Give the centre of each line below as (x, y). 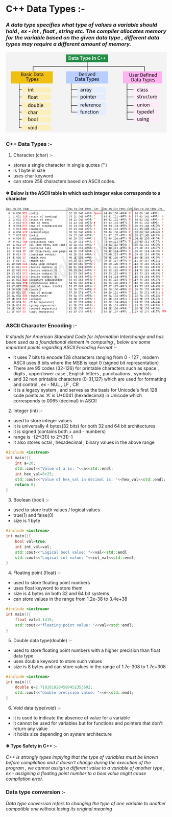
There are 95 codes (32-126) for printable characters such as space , (86, 368)
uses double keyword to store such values (58, 661)
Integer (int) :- (28, 411)
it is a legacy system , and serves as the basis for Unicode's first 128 (85, 390)
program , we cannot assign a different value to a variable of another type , (85, 768)
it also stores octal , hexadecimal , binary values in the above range (84, 442)
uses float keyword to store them (48, 588)
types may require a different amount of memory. (69, 44)
